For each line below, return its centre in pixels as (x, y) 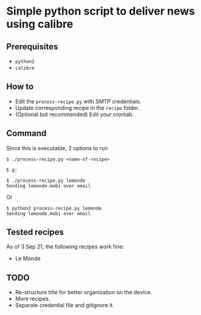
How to (20, 87)
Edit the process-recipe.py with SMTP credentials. (78, 101)
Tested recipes (35, 232)
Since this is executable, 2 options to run (57, 148)
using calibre (40, 24)
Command (26, 133)
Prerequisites (32, 47)
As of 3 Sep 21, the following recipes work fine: (65, 247)
